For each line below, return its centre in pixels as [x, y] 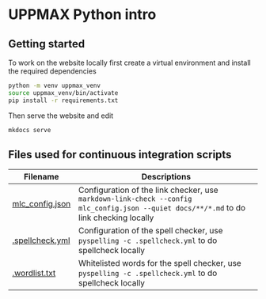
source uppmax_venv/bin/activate [63, 93]
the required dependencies [52, 71]
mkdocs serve [30, 130]
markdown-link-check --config [135, 199]
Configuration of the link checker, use [148, 190]
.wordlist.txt [34, 273]
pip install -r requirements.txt [63, 100]
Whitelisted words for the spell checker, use [160, 263]
